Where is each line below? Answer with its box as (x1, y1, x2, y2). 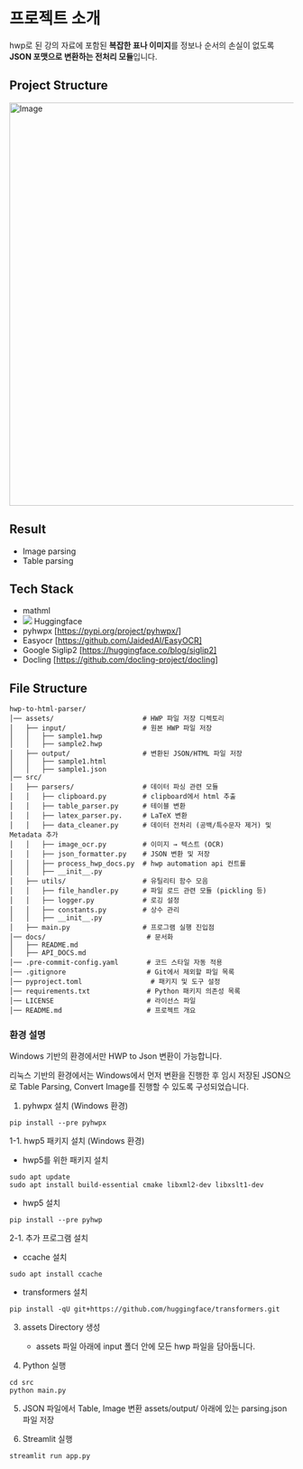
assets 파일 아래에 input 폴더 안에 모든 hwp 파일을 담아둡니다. (35, 1341, 255, 1352)
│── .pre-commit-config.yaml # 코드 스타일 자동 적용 (9, 959, 223, 968)
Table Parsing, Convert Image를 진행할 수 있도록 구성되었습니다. (18, 1081, 250, 1092)
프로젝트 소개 (9, 8, 101, 29)
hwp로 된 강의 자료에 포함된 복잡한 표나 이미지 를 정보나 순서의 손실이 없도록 (9, 40, 275, 51)
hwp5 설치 (22, 1198, 61, 1209)
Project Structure (9, 78, 108, 93)
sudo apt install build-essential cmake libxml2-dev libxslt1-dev (9, 1181, 264, 1190)
